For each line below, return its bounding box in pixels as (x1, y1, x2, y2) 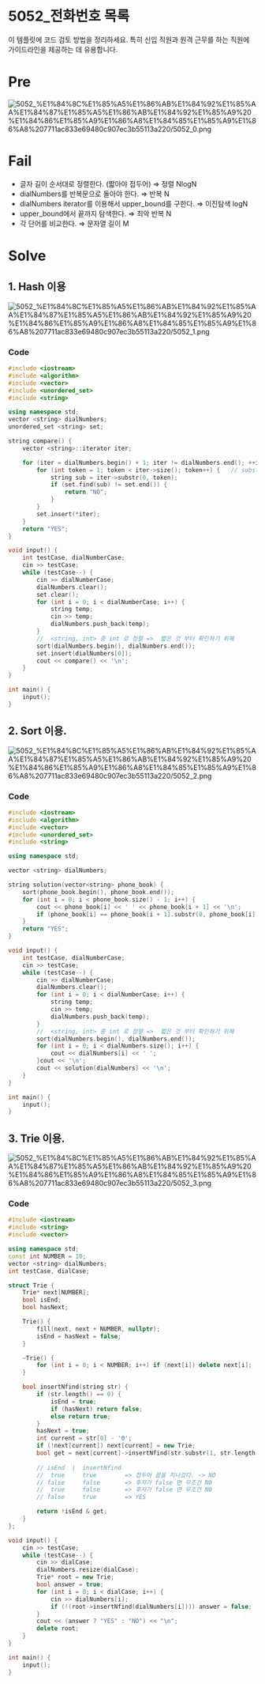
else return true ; (50, 1412, 111, 1420)
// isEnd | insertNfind (36, 1463, 122, 1471)
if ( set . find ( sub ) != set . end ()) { (50, 481, 168, 489)
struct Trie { (8, 1282, 55, 1289)
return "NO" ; (64, 488, 108, 497)
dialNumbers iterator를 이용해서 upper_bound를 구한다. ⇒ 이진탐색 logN (19, 198, 248, 208)
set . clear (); (36, 591, 80, 598)
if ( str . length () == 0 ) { (36, 1391, 122, 1399)
